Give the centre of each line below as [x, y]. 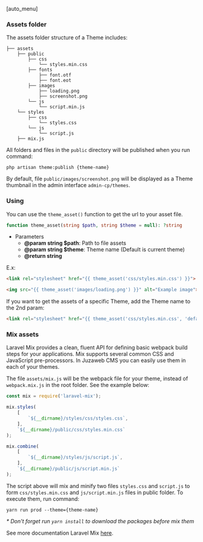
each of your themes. [33, 367]
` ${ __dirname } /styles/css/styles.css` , [78, 418]
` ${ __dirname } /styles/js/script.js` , [75, 458]
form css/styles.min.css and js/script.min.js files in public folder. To [95, 492]
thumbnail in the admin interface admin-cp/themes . [68, 185]
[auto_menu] [22, 9]
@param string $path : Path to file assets [75, 243]
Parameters [29, 237]
